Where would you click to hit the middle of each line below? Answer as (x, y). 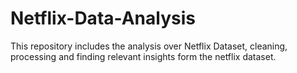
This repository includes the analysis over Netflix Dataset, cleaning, (149, 46)
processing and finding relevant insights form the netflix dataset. (143, 56)
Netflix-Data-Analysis (103, 18)
